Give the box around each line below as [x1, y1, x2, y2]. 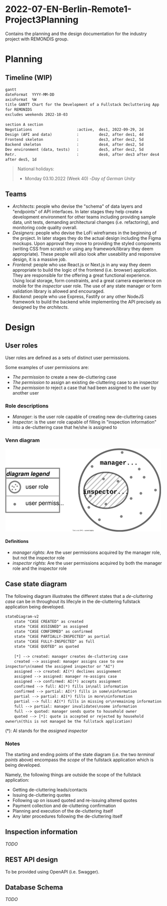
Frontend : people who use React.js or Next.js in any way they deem [12, 261, 151, 268]
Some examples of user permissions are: [5, 364, 89, 370]
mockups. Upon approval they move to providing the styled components [12, 240, 161, 246]
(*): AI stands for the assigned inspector [5, 728, 88, 734]
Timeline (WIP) [5, 73, 52, 82]
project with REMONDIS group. [5, 36, 69, 42]
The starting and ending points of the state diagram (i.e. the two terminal [5, 752, 155, 758]
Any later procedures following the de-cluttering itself [12, 813, 123, 820]
